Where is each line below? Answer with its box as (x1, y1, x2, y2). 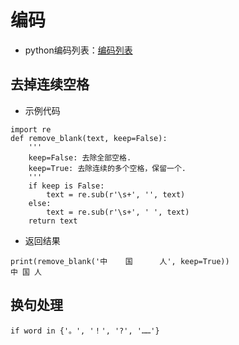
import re (10, 124, 52, 135)
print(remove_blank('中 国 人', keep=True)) (10, 256, 230, 266)
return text (28, 216, 78, 226)
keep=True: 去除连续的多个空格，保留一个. (28, 163, 187, 173)
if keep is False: (28, 181, 105, 191)
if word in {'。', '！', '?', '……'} (10, 326, 160, 336)
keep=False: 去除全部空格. (28, 152, 132, 163)
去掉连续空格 (10, 76, 90, 93)
